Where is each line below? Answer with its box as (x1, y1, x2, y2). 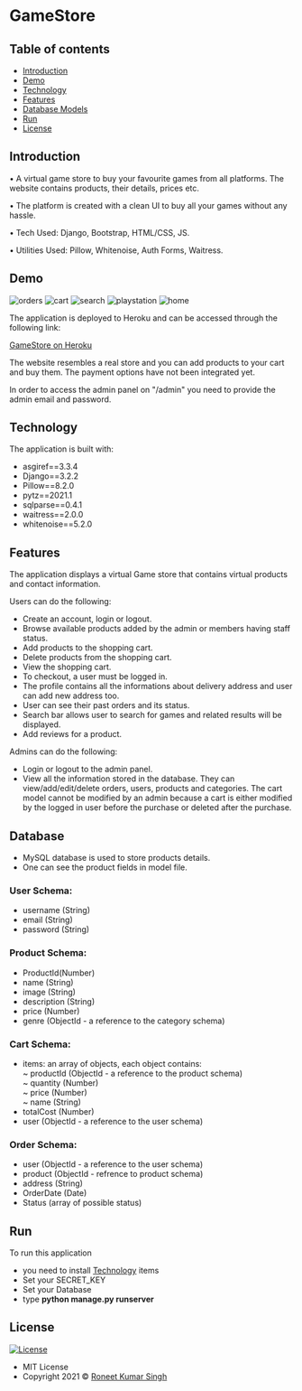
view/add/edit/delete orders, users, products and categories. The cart (22, 783, 283, 794)
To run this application (9, 1247, 93, 1258)
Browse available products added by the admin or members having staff (22, 623, 291, 634)
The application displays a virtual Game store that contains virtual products (9, 569, 288, 580)
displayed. (22, 719, 61, 730)
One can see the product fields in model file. (22, 862, 188, 873)
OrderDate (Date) (22, 1188, 87, 1199)
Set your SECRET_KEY (22, 1274, 106, 1285)
